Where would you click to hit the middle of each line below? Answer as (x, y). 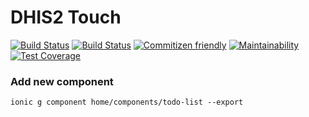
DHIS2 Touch (66, 17)
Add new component (62, 81)
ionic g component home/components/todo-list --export (127, 102)
